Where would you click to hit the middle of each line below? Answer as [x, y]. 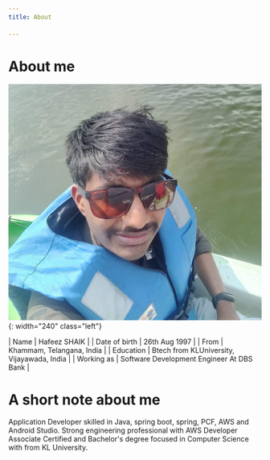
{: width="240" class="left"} [55, 325]
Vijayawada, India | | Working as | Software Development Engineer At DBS [131, 358]
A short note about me [84, 400]
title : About [30, 17]
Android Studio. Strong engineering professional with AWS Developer [123, 430]
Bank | [19, 367]
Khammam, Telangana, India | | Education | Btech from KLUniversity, [121, 350]
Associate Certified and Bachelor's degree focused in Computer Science [129, 439]
